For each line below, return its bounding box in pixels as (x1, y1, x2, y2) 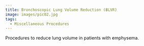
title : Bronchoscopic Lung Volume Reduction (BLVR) (5, 7, 117, 12)
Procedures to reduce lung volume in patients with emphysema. (5, 35, 139, 41)
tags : (5, 16, 17, 21)
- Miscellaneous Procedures (10, 21, 70, 26)
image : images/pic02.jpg (5, 12, 58, 17)
